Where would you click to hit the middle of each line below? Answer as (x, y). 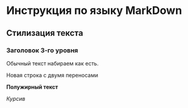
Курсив (16, 98)
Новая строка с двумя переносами (52, 75)
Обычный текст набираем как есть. (53, 63)
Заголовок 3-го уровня (42, 50)
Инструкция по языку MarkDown (94, 11)
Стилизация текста (45, 33)
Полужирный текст (32, 87)
